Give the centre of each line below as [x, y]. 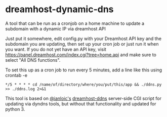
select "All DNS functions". [33, 60]
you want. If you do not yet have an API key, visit [56, 49]
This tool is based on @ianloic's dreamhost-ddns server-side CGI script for [83, 98]
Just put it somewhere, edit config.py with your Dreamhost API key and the [83, 38]
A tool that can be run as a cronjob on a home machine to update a [75, 23]
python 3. [15, 109]
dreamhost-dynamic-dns [59, 9]
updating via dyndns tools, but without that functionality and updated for [81, 104]
